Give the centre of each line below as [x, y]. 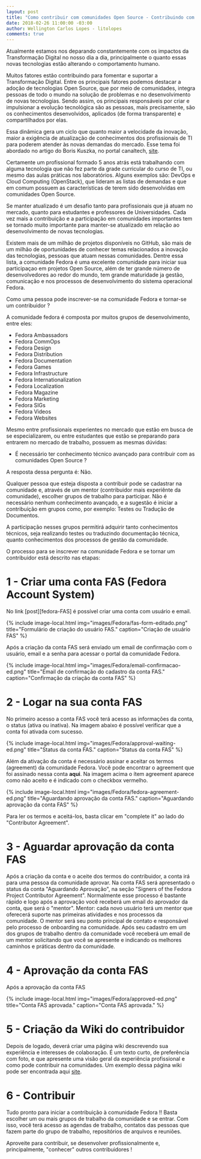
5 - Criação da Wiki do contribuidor [95, 1029]
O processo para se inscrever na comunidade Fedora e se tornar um [91, 552]
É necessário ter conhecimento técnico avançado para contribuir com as [105, 454]
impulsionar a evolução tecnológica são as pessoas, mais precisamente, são [101, 107]
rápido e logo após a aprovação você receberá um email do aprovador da [97, 901]
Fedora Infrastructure [41, 374]
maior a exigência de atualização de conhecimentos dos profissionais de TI [99, 138]
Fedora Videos [33, 412]
